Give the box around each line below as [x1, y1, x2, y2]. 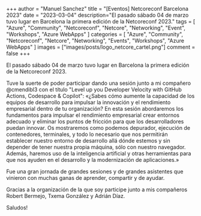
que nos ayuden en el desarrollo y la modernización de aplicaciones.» [6, 156, 179, 163]
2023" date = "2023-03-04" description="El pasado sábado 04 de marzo [6, 11, 189, 19]
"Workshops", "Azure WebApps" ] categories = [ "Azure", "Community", [6, 31, 184, 38]
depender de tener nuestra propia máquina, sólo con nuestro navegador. [6, 144, 186, 150]
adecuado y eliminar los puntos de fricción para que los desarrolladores [6, 118, 184, 125]
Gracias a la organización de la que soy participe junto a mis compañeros [6, 186, 188, 193]
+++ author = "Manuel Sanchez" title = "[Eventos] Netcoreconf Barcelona [6, 5, 189, 12]
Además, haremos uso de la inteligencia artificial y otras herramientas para [6, 150, 191, 157]
